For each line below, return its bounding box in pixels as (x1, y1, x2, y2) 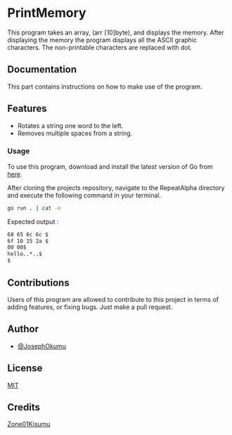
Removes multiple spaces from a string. (17, 129, 133, 137)
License (7, 362, 43, 374)
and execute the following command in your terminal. (7, 191, 162, 199)
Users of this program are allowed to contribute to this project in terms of (7, 295, 219, 303)
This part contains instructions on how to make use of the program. (7, 82, 202, 91)
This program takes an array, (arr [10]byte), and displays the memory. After (7, 28, 225, 37)
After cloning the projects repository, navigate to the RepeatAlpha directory (7, 183, 225, 191)
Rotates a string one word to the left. (17, 121, 124, 130)
